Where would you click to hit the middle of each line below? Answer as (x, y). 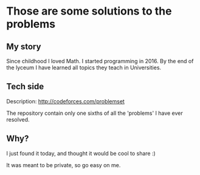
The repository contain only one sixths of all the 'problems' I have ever (95, 113)
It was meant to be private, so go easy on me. (64, 165)
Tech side (25, 87)
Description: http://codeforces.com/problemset (65, 101)
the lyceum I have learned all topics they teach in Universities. (84, 67)
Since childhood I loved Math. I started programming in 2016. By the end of (100, 61)
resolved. (18, 119)
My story (24, 46)
